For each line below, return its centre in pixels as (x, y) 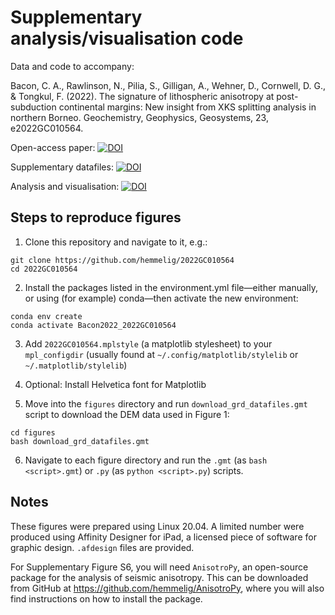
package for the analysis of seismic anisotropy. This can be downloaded (159, 577)
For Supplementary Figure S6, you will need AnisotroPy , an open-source (159, 567)
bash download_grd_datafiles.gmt (80, 441)
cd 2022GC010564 (44, 269)
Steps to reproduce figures (96, 217)
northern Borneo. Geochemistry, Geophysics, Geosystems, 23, (139, 117)
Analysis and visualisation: (65, 186)
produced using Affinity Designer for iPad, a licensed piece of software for (163, 537)
